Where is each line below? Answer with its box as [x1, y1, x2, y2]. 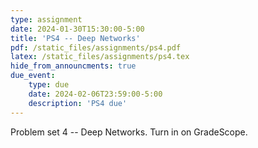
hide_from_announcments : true [10, 61, 137, 71]
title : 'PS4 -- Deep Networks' [10, 33, 141, 43]
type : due [28, 80, 70, 90]
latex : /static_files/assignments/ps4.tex [10, 52, 190, 62]
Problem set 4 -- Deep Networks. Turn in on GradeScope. [10, 126, 248, 138]
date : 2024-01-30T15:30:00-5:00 [10, 24, 145, 34]
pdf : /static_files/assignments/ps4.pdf [10, 42, 182, 53]
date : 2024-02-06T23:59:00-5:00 [28, 89, 163, 99]
